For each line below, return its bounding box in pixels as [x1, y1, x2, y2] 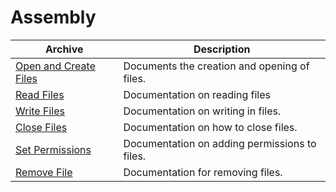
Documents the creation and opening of [123, 59, 310, 73]
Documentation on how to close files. [123, 120, 298, 134]
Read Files [15, 87, 65, 101]
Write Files [15, 104, 65, 118]
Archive [44, 42, 84, 56]
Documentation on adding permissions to [123, 136, 317, 150]
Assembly [10, 6, 97, 29]
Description [193, 42, 251, 56]
